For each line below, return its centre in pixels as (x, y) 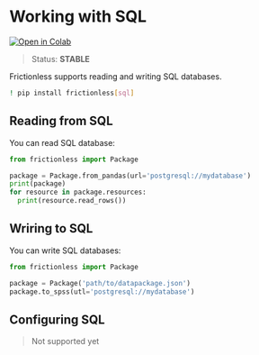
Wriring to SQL (51, 228)
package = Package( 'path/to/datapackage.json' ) (100, 283)
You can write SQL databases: (65, 250)
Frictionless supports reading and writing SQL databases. (116, 76)
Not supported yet (65, 341)
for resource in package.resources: (78, 192)
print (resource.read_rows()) (72, 201)
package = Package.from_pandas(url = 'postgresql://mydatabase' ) (130, 176)
